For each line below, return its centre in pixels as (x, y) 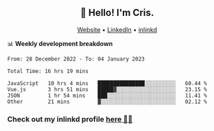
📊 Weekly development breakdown (60, 43)
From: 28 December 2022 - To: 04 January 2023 (76, 59)
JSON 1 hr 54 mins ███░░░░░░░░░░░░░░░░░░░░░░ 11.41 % (107, 95)
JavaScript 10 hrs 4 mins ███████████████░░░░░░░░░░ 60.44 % (107, 83)
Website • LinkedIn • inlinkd (117, 29)
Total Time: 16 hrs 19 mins (48, 71)
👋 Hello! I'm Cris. (117, 13)
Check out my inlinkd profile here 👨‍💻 (70, 119)
